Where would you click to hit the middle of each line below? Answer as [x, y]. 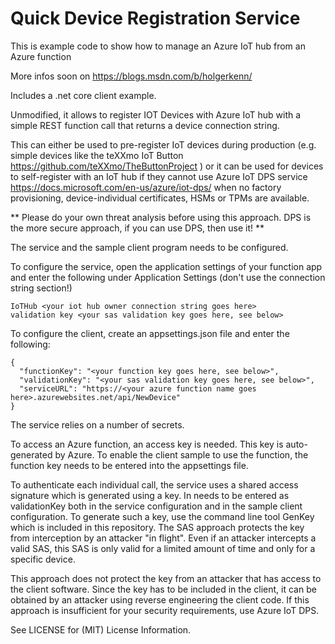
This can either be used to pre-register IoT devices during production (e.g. [163, 144]
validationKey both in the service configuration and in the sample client [156, 506]
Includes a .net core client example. [83, 95]
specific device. [43, 559]
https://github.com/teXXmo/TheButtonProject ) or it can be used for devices [167, 166]
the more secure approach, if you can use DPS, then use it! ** [137, 228]
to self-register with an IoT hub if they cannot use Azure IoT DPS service [159, 176]
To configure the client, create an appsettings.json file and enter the [150, 333]
